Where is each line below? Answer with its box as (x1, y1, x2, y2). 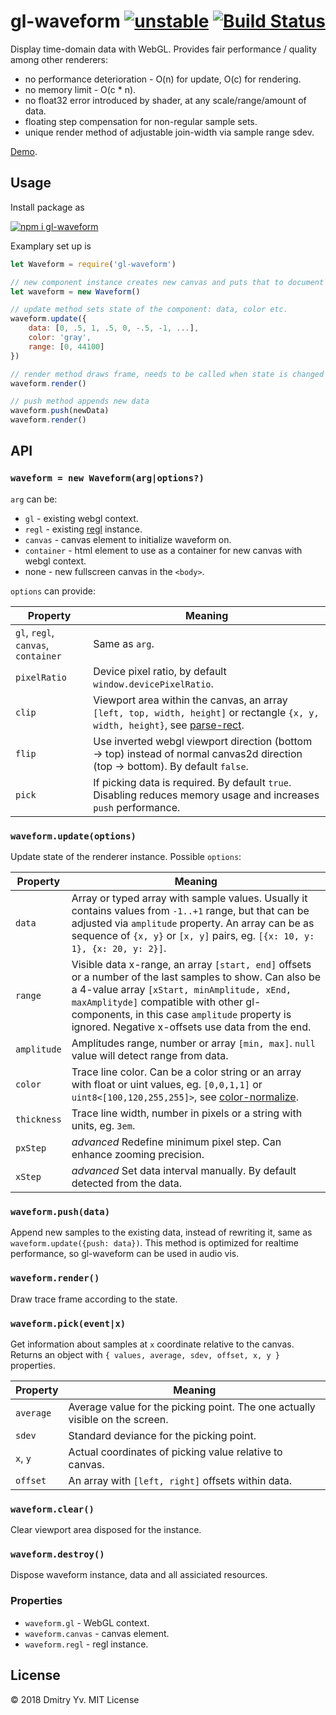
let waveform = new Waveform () (10, 286, 141, 297)
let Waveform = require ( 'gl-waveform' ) (10, 259, 177, 269)
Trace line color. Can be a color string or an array (71, 1065, 302, 1079)
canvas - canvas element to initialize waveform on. (24, 533, 232, 545)
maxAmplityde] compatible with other (71, 995, 244, 1009)
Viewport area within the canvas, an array (93, 693, 288, 707)
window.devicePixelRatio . (93, 676, 214, 690)
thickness (15, 1113, 62, 1125)
